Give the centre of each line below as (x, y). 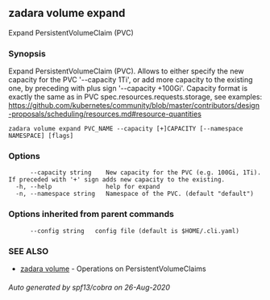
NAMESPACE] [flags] (41, 136)
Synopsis (27, 53)
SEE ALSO (29, 251)
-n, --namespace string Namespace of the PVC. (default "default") (135, 194)
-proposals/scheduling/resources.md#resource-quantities (105, 114)
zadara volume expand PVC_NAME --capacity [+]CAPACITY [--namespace (126, 129)
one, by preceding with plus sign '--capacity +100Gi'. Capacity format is (128, 89)
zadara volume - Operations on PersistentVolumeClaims (113, 269)
